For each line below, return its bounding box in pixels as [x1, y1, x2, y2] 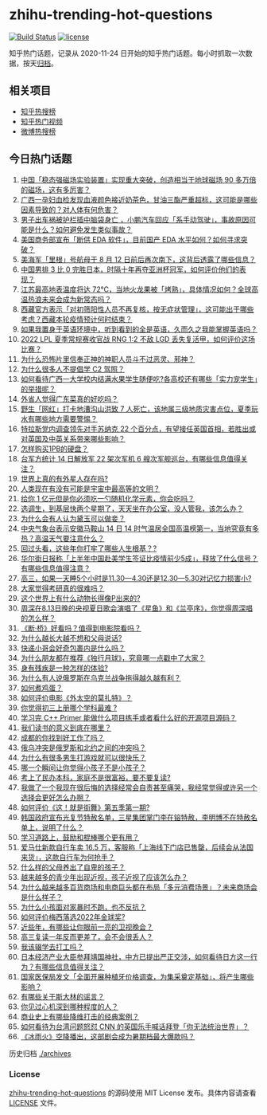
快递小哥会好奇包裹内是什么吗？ [20, 643, 126, 653]
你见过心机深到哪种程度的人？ [20, 1002, 118, 1011]
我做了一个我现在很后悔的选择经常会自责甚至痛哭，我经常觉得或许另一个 [20, 783, 257, 792]
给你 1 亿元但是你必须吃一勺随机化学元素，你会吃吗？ [20, 493, 195, 503]
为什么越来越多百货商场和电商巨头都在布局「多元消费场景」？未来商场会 [20, 882, 257, 892]
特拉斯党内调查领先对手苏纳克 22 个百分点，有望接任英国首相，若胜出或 [20, 424, 257, 434]
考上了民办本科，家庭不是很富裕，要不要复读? [20, 772, 171, 782]
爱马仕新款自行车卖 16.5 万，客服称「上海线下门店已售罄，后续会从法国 [20, 842, 253, 852]
